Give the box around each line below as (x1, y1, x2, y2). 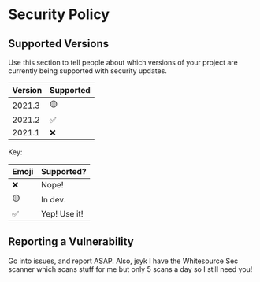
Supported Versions (8, 37, 109, 50)
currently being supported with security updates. (8, 66, 168, 76)
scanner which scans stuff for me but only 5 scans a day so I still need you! (8, 264, 253, 273)
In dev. (40, 194, 66, 205)
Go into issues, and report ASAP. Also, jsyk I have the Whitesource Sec (8, 256, 239, 265)
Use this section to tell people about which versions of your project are (8, 58, 238, 67)
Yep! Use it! (40, 209, 84, 219)
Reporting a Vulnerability (8, 235, 134, 249)
